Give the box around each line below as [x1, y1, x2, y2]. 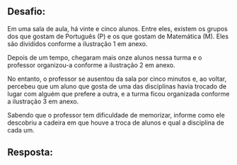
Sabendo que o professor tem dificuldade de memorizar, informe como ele [7, 110, 225, 119]
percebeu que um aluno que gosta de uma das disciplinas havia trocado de [7, 81, 227, 91]
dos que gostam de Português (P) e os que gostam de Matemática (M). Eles [7, 32, 229, 40]
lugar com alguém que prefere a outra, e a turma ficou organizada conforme [7, 89, 230, 98]
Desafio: [7, 6, 46, 18]
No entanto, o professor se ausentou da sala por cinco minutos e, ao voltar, [7, 74, 227, 83]
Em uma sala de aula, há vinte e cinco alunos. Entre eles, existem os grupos [7, 24, 228, 33]
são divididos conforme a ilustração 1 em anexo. [7, 39, 148, 48]
